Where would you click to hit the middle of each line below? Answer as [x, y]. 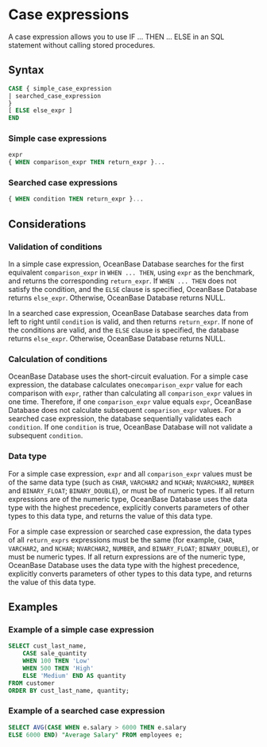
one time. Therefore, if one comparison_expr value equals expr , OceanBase [130, 402]
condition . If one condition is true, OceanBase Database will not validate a [130, 427]
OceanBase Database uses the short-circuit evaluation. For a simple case [128, 376]
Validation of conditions [55, 247]
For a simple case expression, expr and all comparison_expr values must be [130, 473]
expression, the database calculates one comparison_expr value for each [126, 385]
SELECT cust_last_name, [48, 646]
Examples [33, 607]
